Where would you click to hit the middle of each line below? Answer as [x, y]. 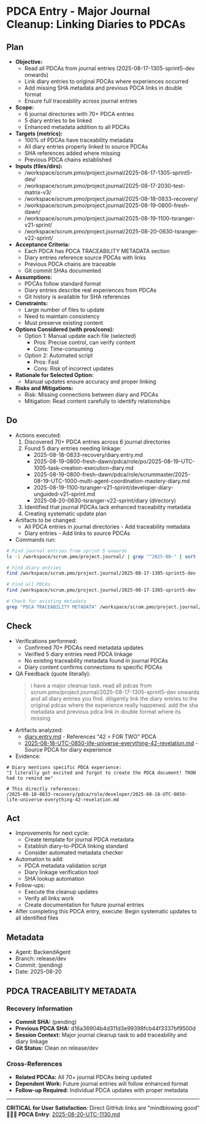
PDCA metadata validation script [65, 866]
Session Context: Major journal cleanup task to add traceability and [101, 1035]
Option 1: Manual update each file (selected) [80, 336]
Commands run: [36, 539]
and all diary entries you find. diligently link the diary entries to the [114, 698]
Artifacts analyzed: [39, 730]
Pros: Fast [46, 362]
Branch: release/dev [41, 959]
